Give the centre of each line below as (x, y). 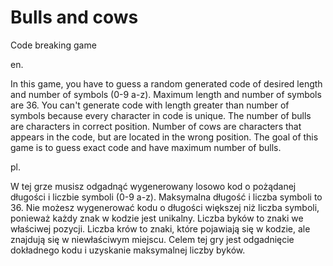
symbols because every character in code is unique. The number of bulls (161, 115)
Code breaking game (53, 45)
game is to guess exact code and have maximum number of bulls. (146, 147)
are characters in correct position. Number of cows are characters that (156, 126)
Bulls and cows (74, 17)
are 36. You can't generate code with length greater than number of (150, 105)
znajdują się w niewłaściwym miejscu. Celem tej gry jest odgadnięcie (152, 239)
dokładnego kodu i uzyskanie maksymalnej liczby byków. (128, 250)
